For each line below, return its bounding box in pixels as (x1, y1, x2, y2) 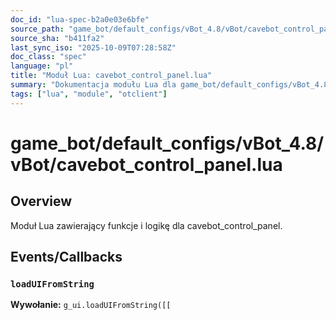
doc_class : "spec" (10, 52, 87, 62)
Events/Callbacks (10, 249, 123, 266)
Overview (10, 193, 73, 210)
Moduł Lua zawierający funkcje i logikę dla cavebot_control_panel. (10, 219, 283, 231)
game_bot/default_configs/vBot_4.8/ (10, 132, 325, 155)
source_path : (10, 24, 65, 34)
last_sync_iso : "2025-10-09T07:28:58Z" (10, 42, 177, 53)
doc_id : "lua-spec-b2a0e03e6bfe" (10, 14, 150, 25)
